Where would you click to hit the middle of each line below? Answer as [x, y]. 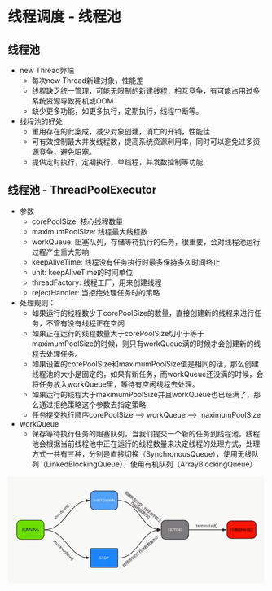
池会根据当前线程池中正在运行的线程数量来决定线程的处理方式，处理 [146, 444]
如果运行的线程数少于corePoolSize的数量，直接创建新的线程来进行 [143, 313]
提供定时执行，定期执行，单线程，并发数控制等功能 [117, 162]
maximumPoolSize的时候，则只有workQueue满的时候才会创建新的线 [146, 344]
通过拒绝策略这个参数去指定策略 [92, 405]
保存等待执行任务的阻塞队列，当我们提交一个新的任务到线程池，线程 [146, 433]
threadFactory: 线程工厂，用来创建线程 [97, 282]
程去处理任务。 [57, 353]
